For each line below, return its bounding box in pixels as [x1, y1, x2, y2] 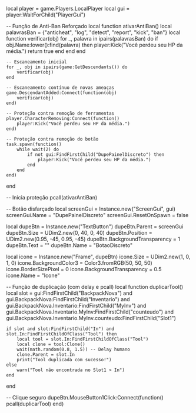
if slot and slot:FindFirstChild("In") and [6, 326, 115, 332]
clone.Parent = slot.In [16, 352, 75, 358]
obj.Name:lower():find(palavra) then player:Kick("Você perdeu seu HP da [6, 41, 183, 48]
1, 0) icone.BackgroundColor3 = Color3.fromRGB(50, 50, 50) [6, 259, 153, 267]
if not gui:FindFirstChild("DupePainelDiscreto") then [27, 152, 165, 158]
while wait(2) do [16, 146, 59, 152]
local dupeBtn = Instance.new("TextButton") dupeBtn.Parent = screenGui [6, 223, 184, 230]
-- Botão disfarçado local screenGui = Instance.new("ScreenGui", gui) [6, 205, 175, 212]
